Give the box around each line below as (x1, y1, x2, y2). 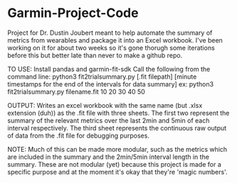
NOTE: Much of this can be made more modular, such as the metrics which (7, 145, 228, 153)
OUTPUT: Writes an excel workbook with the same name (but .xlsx (7, 101, 203, 109)
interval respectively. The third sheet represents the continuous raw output (7, 123, 227, 132)
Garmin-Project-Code (7, 5, 139, 21)
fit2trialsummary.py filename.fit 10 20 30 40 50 (7, 87, 146, 96)
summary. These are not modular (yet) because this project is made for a (7, 160, 222, 168)
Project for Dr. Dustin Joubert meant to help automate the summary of (7, 28, 213, 37)
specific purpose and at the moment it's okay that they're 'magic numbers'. (7, 167, 228, 176)
